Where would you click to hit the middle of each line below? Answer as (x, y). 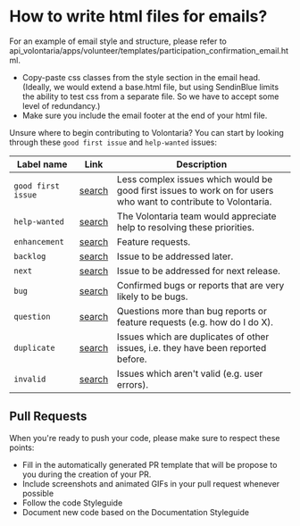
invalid (30, 379)
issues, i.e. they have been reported (192, 347)
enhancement (39, 242)
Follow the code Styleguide (72, 503)
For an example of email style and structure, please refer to (118, 41)
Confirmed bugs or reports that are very (200, 285)
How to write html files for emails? (138, 17)
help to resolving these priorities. (185, 227)
